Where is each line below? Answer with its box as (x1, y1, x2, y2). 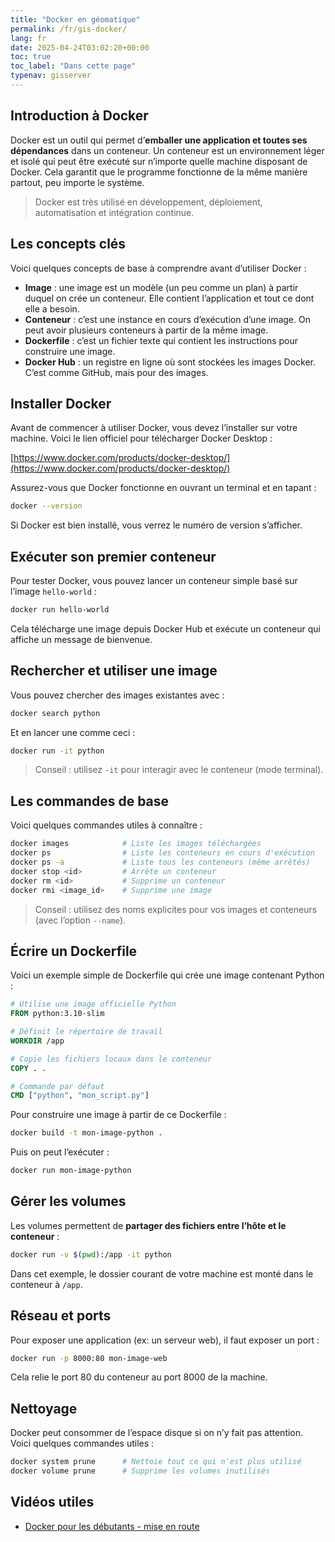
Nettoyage (10, 1400, 78, 1417)
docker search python (10, 708, 101, 718)
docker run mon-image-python (10, 1166, 132, 1176)
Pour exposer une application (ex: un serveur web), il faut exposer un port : (10, 1334, 320, 1346)
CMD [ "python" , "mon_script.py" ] (10, 1091, 150, 1101)
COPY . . (10, 1063, 47, 1073)
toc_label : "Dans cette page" (10, 61, 137, 71)
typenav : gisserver (10, 71, 92, 81)
